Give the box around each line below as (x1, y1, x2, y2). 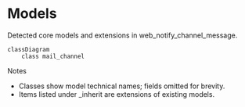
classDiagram (7, 45, 50, 53)
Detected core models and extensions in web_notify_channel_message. (7, 30, 238, 40)
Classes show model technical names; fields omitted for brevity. (18, 81, 225, 91)
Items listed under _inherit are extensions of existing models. (18, 89, 215, 98)
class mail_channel (21, 52, 85, 60)
